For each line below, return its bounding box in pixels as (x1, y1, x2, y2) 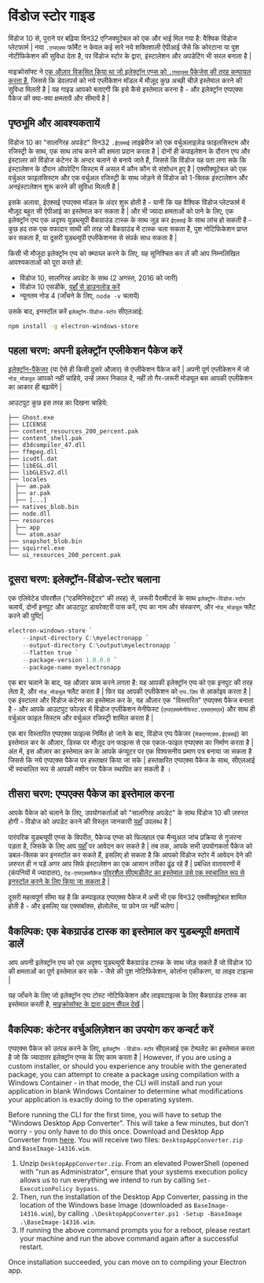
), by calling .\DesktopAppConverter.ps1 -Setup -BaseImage (51, 1208, 243, 1218)
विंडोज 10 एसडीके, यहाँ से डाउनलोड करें (19, 282, 120, 291)
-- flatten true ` (22, 648, 79, 657)
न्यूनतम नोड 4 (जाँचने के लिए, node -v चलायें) (19, 291, 140, 300)
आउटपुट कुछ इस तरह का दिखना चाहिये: (8, 398, 108, 408)
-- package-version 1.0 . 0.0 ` (22, 656, 118, 664)
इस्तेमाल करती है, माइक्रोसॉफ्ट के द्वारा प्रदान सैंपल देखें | (8, 999, 145, 1009)
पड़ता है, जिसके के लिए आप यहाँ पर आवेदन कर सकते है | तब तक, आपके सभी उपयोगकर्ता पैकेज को (8, 841, 253, 851)
